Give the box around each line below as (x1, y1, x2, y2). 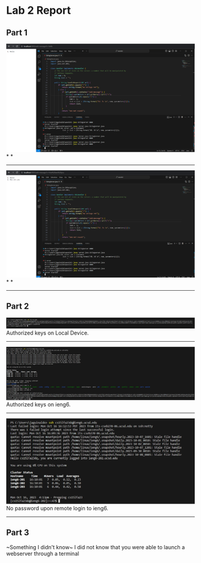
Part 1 (6, 28, 28, 38)
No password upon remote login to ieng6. (6, 504, 109, 511)
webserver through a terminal (6, 550, 80, 557)
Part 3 (6, 528, 29, 538)
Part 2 (6, 301, 29, 312)
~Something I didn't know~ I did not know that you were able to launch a (6, 543, 185, 550)
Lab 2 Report (6, 4, 71, 17)
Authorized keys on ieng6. (6, 401, 71, 408)
